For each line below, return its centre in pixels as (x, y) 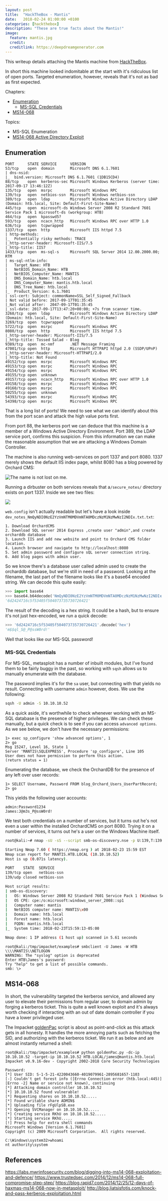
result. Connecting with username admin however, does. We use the (75, 689)
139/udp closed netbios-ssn (34, 878)
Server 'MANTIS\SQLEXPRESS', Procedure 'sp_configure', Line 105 (74, 751)
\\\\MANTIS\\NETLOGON (28, 951)
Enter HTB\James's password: (35, 960)
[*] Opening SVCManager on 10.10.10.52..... (52, 1110)
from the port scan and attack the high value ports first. (62, 416)
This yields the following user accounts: (46, 798)
